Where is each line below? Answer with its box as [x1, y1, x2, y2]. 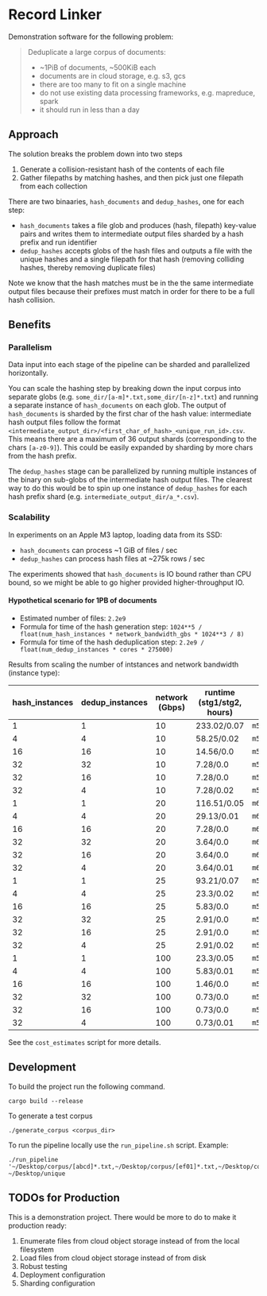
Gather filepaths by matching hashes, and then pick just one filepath [19, 172, 244, 182]
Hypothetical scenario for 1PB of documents [8, 596, 157, 605]
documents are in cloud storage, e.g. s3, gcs [39, 71, 186, 80]
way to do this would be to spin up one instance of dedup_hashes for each [8, 483, 248, 493]
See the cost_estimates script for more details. [8, 1037, 161, 1046]
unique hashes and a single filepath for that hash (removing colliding [19, 254, 245, 264]
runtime [204, 687, 236, 698]
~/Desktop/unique [8, 1170, 66, 1178]
